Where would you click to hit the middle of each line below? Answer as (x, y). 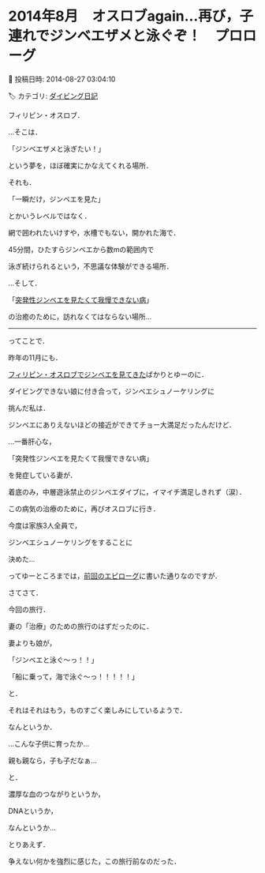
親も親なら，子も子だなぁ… (52, 760)
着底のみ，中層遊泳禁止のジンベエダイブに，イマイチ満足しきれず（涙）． (127, 491)
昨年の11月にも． (35, 357)
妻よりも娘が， (32, 643)
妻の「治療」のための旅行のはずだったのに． (81, 626)
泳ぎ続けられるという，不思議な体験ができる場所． (91, 266)
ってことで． (29, 341)
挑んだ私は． (29, 408)
